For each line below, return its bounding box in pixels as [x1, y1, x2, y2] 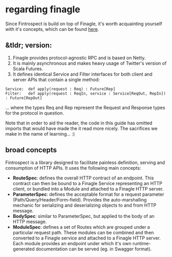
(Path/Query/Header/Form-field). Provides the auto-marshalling [12, 196, 147, 203]
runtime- [132, 240, 151, 246]
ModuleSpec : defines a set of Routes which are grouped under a [12, 224, 150, 230]
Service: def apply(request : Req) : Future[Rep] [5, 86, 116, 91]
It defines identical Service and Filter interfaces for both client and [12, 71, 153, 77]
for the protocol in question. [5, 109, 64, 116]
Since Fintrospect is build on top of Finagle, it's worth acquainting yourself [5, 21, 162, 27]
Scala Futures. [12, 65, 44, 71]
